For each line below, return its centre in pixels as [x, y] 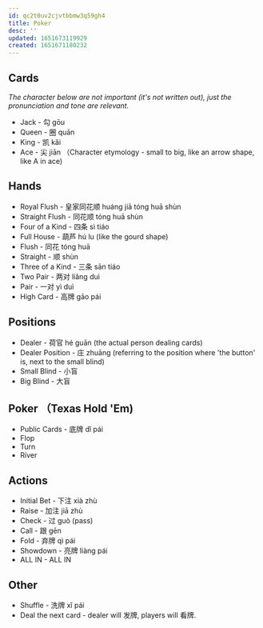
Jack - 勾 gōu [42, 122]
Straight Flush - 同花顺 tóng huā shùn [82, 216]
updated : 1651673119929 [48, 38]
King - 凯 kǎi [40, 142]
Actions [28, 480]
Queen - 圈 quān [47, 132]
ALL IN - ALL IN [46, 560]
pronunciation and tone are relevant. [69, 106]
